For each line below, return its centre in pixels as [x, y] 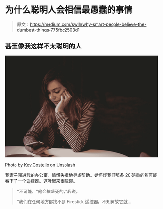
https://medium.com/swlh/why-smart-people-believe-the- [88, 24]
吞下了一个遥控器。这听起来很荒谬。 [41, 181]
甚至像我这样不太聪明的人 [43, 46]
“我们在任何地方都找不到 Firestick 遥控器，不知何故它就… [74, 202]
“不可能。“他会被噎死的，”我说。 [49, 192]
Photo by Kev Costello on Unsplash [40, 165]
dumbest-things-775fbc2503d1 [48, 30]
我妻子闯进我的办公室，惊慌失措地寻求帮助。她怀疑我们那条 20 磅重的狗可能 [81, 175]
